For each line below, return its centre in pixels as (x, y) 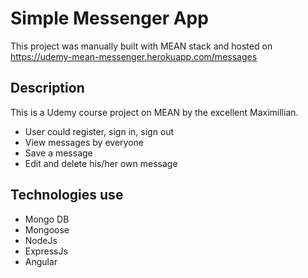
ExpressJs (46, 251)
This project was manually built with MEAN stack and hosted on (141, 46)
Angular (41, 261)
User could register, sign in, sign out (99, 131)
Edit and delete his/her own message (101, 163)
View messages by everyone (84, 142)
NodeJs (41, 240)
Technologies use (67, 195)
